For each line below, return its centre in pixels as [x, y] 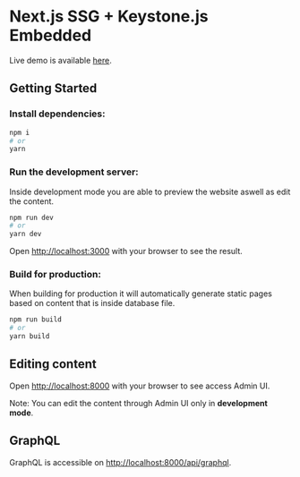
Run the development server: [74, 172]
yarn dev [26, 234]
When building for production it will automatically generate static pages [141, 294]
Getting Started [53, 88]
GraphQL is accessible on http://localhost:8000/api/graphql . [120, 462]
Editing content [53, 364]
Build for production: [55, 275]
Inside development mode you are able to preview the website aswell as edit [150, 192]
